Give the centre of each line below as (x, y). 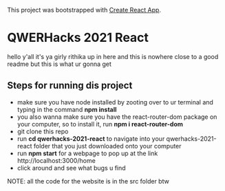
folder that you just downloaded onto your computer (107, 146)
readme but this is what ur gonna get (60, 64)
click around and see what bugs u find (71, 168)
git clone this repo (43, 131)
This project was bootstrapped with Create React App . (84, 10)
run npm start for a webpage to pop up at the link (87, 153)
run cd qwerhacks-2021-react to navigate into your (91, 138)
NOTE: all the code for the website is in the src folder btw (88, 181)
